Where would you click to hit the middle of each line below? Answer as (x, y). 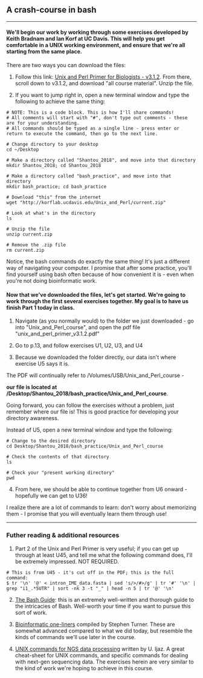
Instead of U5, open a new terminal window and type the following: (90, 430)
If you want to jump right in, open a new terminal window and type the (102, 95)
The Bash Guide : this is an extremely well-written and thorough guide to (105, 599)
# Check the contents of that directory (58, 457)
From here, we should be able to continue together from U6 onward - (101, 489)
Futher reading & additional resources (63, 535)
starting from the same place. (44, 51)
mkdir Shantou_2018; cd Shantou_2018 (54, 166)
